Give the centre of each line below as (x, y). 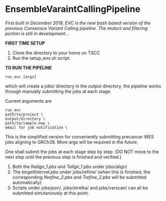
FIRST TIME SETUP (25, 43)
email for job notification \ (37, 127)
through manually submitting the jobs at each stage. (58, 91)
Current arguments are (29, 101)
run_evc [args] (21, 77)
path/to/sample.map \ (28, 123)
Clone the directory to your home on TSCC (56, 53)
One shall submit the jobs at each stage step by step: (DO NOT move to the (82, 151)
